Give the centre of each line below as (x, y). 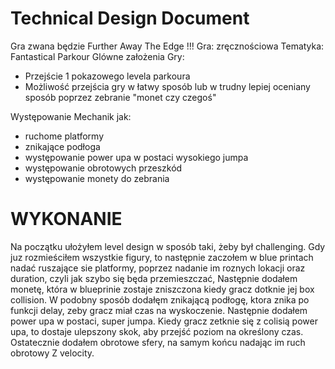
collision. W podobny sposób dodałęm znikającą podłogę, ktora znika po (160, 299)
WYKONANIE (66, 219)
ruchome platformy (64, 136)
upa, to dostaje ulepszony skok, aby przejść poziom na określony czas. (157, 331)
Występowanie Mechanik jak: (71, 116)
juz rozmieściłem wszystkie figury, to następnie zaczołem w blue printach (162, 257)
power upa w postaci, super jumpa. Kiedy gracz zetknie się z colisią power (164, 321)
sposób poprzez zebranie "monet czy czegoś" (120, 97)
